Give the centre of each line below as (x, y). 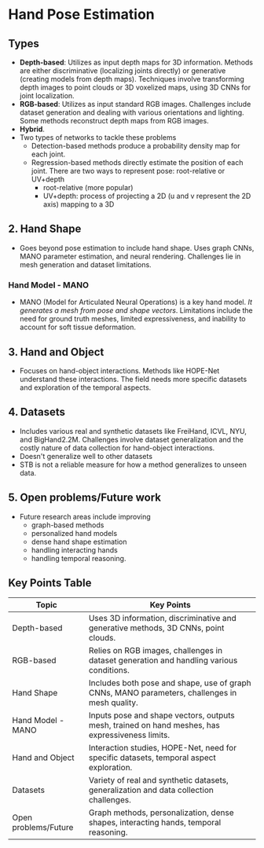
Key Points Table (50, 583)
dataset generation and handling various (163, 660)
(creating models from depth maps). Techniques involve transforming (132, 79)
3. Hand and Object (56, 352)
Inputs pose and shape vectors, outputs (162, 715)
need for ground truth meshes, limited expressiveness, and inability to (132, 319)
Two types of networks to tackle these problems (98, 138)
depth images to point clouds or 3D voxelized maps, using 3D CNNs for (135, 87)
